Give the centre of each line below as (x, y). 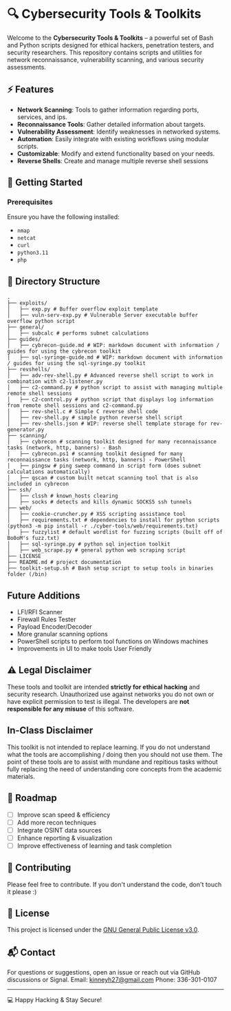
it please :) (22, 892)
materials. (21, 776)
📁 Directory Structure (54, 281)
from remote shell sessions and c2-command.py (75, 406)
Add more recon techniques (57, 822)
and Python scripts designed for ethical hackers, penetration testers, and (111, 45)
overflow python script (41, 322)
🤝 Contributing (39, 868)
